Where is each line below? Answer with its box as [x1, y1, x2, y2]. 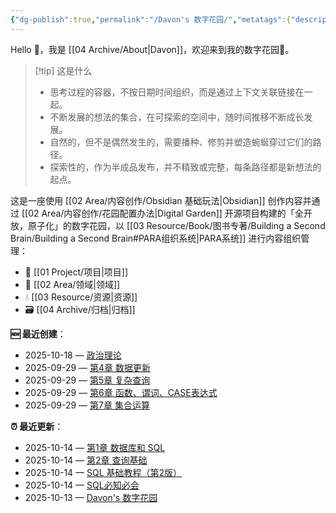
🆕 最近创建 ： [10, 327, 67, 340]
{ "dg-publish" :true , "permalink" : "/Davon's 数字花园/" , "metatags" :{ [10, 14, 292, 25]
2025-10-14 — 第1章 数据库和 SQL [24, 441, 166, 453]
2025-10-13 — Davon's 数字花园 [24, 491, 158, 503]
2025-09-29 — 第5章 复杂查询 [24, 374, 151, 386]
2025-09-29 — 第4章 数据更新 [24, 361, 152, 373]
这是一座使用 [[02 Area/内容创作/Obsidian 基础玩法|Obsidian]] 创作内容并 [10, 194, 312, 206]
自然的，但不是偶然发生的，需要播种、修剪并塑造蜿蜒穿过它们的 [49, 136, 313, 148]
